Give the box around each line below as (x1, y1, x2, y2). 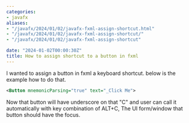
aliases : (6, 20, 28, 26)
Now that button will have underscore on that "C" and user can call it (6, 98, 177, 106)
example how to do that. (6, 76, 66, 83)
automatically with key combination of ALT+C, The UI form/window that (6, 104, 183, 112)
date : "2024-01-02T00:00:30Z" (6, 47, 82, 54)
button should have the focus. (6, 111, 81, 118)
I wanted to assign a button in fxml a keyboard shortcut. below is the (6, 70, 176, 77)
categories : (6, 8, 36, 15)
